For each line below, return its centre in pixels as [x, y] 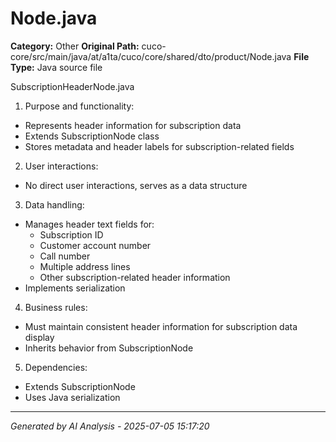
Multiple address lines [85, 266]
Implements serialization [75, 288]
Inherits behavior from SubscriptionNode [109, 348]
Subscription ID [71, 234]
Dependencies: [56, 367]
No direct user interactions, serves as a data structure [136, 185]
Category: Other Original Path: [75, 46]
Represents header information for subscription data [133, 125]
